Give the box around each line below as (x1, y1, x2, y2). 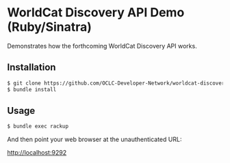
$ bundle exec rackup (7, 123, 69, 130)
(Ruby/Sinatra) (7, 19, 92, 35)
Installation (7, 61, 56, 73)
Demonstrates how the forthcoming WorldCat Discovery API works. (7, 42, 197, 50)
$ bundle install (7, 86, 57, 93)
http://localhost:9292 (7, 149, 67, 157)
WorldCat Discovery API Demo (7, 5, 185, 20)
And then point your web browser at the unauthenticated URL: (7, 135, 182, 144)
